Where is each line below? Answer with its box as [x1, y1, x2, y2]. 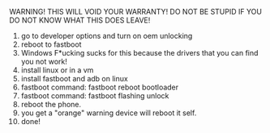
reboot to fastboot [20, 39, 82, 49]
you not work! [20, 56, 67, 66]
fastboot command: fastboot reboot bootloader [20, 82, 179, 92]
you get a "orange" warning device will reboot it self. [20, 108, 197, 118]
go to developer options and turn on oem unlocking [20, 31, 193, 40]
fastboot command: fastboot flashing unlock [20, 91, 169, 100]
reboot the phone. [20, 100, 82, 109]
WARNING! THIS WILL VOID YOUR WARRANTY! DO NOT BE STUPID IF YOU [9, 7, 263, 16]
